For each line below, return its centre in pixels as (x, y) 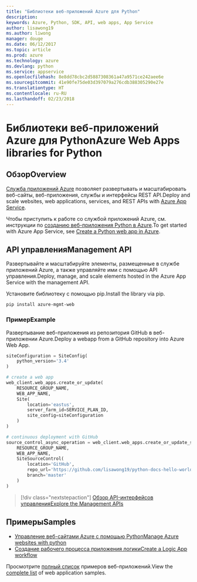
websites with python (40, 542)
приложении (22, 339)
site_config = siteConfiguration (65, 416)
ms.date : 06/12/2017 (31, 45)
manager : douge (25, 39)
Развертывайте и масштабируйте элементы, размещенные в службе (93, 264)
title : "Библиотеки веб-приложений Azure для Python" (73, 11)
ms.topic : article (28, 50)
